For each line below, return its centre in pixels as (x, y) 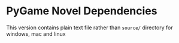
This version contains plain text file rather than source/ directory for (89, 27)
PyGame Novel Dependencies (82, 11)
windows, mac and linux (36, 33)
